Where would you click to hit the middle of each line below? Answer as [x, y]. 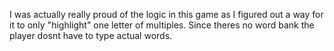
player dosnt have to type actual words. [91, 35]
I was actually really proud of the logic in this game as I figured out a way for [166, 14]
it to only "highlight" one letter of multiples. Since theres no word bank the [162, 25]
